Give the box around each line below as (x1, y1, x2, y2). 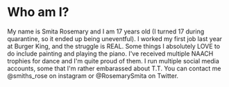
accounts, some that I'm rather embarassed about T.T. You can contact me (7, 64, 221, 72)
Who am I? (7, 4, 69, 20)
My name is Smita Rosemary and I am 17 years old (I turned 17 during (7, 27, 205, 35)
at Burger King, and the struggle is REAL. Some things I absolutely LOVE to (7, 42, 221, 50)
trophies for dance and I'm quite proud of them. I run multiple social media (7, 56, 220, 65)
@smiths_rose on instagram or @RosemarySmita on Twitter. (7, 71, 179, 80)
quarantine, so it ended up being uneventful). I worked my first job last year (7, 34, 223, 42)
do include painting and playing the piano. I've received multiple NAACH (7, 49, 214, 58)
